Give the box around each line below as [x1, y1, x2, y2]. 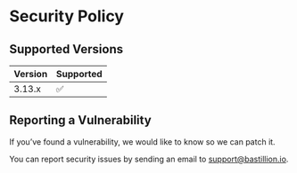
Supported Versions [9, 42, 123, 57]
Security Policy [9, 6, 125, 27]
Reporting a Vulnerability [9, 113, 152, 128]
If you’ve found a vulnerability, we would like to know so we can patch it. [9, 136, 276, 147]
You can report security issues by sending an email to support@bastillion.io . [9, 153, 289, 164]
